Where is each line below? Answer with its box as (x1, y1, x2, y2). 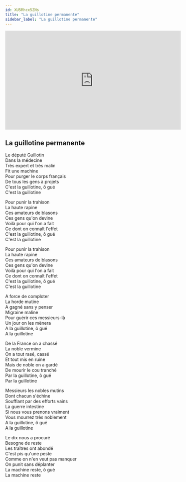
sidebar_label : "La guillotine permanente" (5, 17, 98, 22)
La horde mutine (5, 299, 39, 305)
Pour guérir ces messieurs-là (5, 315, 65, 321)
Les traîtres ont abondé (5, 445, 54, 451)
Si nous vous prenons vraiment (5, 409, 69, 415)
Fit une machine (5, 168, 39, 174)
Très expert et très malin (5, 163, 56, 169)
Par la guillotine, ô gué (5, 372, 52, 378)
